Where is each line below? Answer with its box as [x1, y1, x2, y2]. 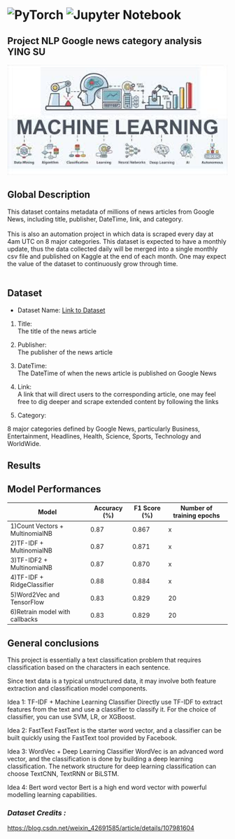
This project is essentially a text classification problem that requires [7, 656, 201, 665]
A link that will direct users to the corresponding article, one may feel [17, 389, 216, 398]
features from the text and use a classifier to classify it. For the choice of [7, 705, 217, 714]
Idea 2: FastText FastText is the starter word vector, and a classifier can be [7, 726, 222, 735]
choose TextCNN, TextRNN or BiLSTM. [7, 770, 120, 778]
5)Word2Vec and [10, 590, 60, 599]
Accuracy [94, 504, 123, 513]
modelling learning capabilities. [7, 791, 97, 799]
